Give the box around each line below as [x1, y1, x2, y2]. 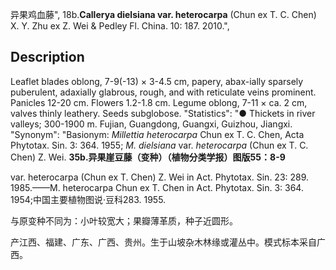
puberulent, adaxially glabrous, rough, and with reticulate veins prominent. [10, 86, 317, 98]
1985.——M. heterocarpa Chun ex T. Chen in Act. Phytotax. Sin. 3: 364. [10, 181, 304, 193]
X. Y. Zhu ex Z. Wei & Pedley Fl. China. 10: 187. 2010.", [10, 20, 230, 32]
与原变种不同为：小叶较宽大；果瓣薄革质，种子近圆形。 [10, 214, 238, 227]
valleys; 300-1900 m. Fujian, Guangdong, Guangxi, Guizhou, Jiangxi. [10, 118, 293, 130]
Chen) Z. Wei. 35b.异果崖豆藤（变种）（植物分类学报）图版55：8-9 [10, 151, 286, 163]
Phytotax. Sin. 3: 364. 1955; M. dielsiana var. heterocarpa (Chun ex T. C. [10, 139, 309, 151]
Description [10, 49, 85, 66]
